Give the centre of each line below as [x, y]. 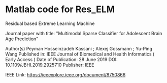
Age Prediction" [22, 39]
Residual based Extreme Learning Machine [50, 23]
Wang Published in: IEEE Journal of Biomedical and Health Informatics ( [80, 54]
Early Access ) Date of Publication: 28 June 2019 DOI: [61, 59]
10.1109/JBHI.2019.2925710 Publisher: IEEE [50, 65]
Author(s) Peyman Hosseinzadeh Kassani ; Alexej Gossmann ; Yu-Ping [79, 48]
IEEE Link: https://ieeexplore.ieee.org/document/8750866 [65, 74]
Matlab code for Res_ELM [60, 9]
